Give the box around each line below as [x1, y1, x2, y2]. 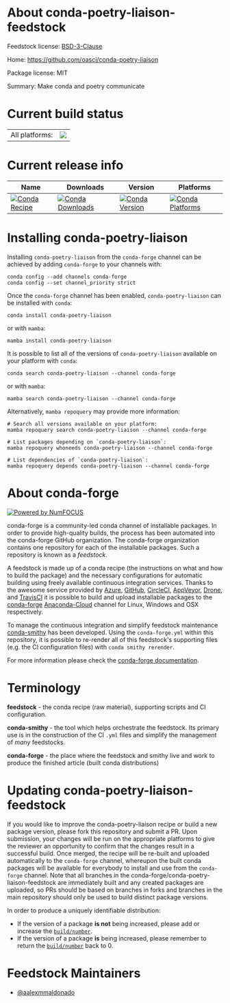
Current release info [7, 158, 124, 173]
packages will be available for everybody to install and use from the [7, 864, 198, 872]
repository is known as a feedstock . [7, 551, 108, 559]
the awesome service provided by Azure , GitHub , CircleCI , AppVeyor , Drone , [7, 586, 223, 594]
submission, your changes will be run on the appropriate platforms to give [7, 834, 216, 842]
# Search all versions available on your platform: [7, 420, 157, 427]
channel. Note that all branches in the [23, 871, 130, 879]
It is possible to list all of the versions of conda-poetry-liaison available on [7, 349, 218, 358]
